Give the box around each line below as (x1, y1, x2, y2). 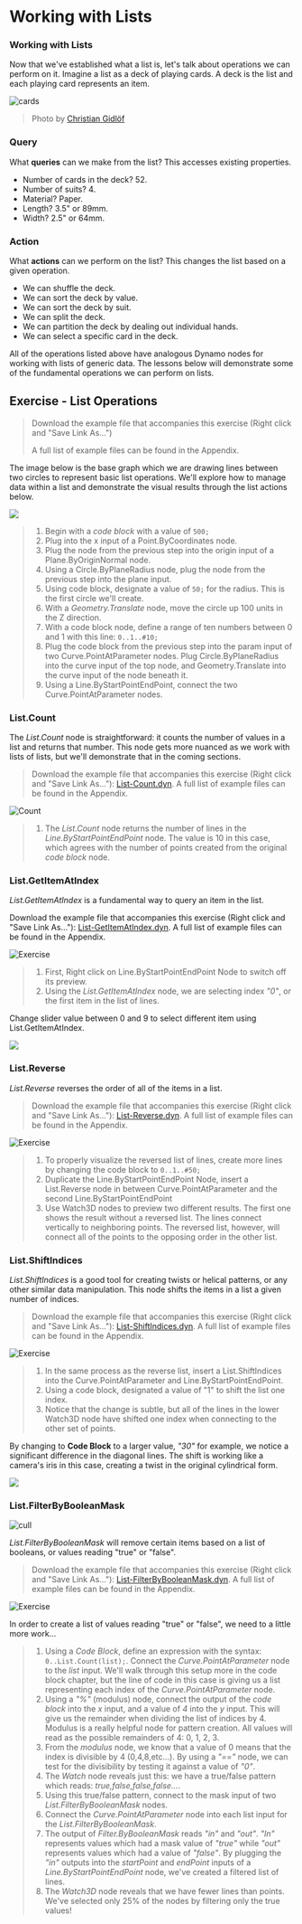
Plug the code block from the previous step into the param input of (44, 640, 293, 652)
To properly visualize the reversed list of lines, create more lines (44, 1155, 283, 1165)
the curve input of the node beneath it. (44, 669, 188, 680)
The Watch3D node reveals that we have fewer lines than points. (44, 1886, 286, 1897)
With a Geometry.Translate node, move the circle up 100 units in (44, 602, 284, 613)
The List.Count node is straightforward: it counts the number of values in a (9, 732, 286, 743)
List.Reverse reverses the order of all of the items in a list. (9, 1082, 223, 1093)
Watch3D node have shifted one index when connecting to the (44, 1413, 277, 1425)
